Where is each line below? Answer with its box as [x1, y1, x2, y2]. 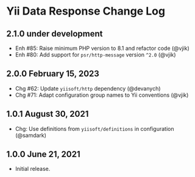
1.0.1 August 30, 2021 [6, 109, 89, 119]
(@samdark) [15, 131, 47, 139]
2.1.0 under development [6, 29, 103, 39]
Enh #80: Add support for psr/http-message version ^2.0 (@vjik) [15, 51, 176, 58]
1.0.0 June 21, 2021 [6, 149, 80, 159]
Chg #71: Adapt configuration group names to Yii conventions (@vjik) [15, 91, 189, 99]
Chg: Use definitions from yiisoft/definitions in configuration [15, 125, 174, 132]
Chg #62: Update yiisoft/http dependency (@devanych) [15, 85, 161, 92]
